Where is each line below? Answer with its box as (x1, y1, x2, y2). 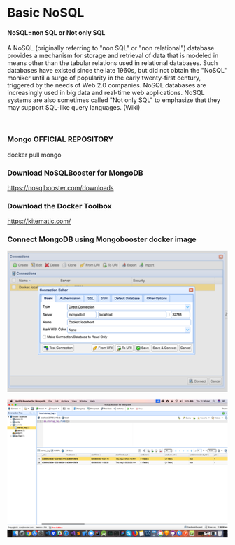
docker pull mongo (7, 150, 62, 159)
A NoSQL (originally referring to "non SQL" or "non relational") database (7, 44, 215, 52)
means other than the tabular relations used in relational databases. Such (7, 59, 218, 67)
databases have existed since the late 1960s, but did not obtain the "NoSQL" (7, 66, 227, 75)
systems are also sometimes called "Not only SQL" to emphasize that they (7, 96, 221, 104)
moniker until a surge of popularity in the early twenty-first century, (7, 73, 201, 82)
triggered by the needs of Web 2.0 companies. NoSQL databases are (7, 81, 206, 90)
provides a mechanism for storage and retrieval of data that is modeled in (7, 51, 219, 60)
